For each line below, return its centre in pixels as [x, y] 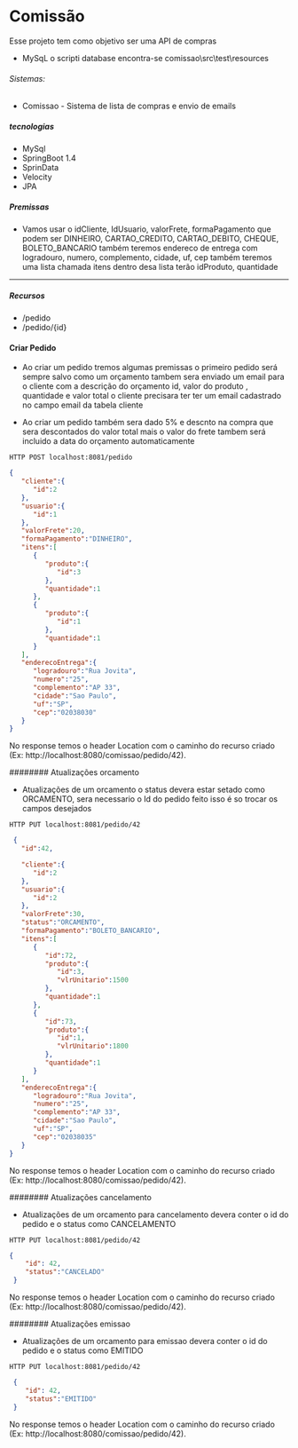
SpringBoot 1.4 [49, 158]
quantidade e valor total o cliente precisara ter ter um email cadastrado [152, 396]
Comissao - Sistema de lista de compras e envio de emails [129, 106]
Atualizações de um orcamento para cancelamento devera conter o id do [155, 1215]
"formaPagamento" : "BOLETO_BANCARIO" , [91, 930]
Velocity [37, 177]
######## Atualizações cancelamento [81, 1197]
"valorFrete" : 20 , [53, 531]
